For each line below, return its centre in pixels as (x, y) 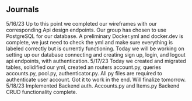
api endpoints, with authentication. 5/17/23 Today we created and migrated (96, 61)
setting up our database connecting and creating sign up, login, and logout (96, 54)
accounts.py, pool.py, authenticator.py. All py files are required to (84, 73)
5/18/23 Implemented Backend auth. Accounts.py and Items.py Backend (93, 86)
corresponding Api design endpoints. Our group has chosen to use (86, 30)
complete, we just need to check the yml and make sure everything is (90, 42)
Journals (22, 10)
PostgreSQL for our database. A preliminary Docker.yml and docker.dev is (95, 36)
